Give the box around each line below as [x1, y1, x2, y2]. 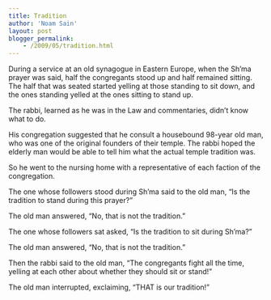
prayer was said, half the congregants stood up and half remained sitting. [8, 73, 252, 82]
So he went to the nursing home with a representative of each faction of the [8, 163, 261, 172]
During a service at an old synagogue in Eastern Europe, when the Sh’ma [8, 64, 252, 74]
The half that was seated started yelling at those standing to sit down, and [8, 82, 256, 91]
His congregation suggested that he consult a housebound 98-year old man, [8, 130, 264, 140]
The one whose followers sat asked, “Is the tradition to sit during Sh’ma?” [8, 227, 252, 237]
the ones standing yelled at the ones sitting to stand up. [8, 90, 194, 99]
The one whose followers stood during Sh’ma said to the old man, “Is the [8, 187, 251, 196]
